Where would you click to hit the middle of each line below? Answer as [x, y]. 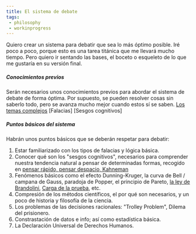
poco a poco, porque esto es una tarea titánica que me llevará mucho [90, 51]
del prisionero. [32, 213]
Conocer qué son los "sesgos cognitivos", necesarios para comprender [101, 157]
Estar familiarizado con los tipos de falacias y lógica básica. [87, 150]
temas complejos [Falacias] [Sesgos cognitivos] [64, 111]
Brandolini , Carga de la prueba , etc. [58, 188]
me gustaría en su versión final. [44, 64]
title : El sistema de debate [42, 11]
